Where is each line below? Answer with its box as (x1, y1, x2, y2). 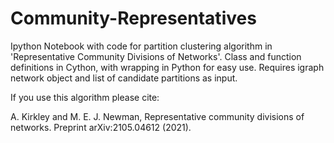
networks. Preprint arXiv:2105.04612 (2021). (10, 121, 192, 133)
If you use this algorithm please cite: (10, 91, 160, 103)
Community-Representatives (10, 7, 257, 30)
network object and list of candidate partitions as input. (10, 72, 238, 84)
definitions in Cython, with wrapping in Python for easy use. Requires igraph (10, 61, 325, 73)
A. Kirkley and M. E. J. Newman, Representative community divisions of (10, 110, 305, 122)
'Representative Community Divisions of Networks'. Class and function (10, 50, 302, 62)
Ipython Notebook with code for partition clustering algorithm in (10, 40, 273, 52)
